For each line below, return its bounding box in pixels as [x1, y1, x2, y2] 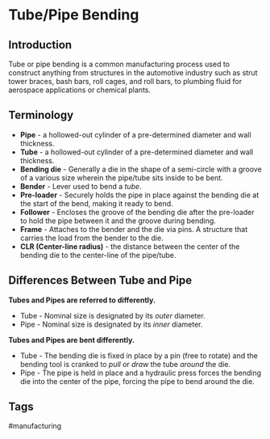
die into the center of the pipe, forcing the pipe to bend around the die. [19, 376, 255, 386]
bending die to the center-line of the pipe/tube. [19, 250, 177, 260]
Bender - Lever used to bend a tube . [19, 181, 143, 191]
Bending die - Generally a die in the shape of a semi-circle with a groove [19, 164, 262, 174]
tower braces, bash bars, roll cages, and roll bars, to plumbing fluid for [8, 77, 243, 86]
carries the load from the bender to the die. [19, 233, 164, 243]
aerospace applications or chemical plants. [8, 85, 152, 95]
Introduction [8, 38, 73, 52]
